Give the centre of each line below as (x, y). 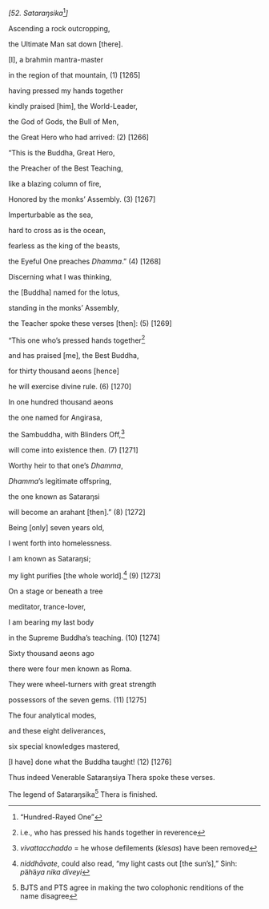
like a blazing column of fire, (55, 183)
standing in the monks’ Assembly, (64, 308)
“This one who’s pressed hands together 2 (77, 340)
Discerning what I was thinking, (60, 276)
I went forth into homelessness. (60, 543)
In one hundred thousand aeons (61, 402)
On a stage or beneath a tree (56, 591)
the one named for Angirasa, (55, 418)
